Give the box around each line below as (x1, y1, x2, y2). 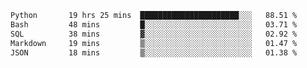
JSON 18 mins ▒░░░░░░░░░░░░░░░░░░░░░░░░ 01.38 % (10, 47, 298, 58)
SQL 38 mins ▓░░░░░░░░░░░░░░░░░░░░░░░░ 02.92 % (10, 29, 298, 39)
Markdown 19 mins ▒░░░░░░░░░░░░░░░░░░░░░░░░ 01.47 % (10, 38, 298, 48)
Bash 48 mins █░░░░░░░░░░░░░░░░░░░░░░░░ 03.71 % (10, 19, 298, 30)
